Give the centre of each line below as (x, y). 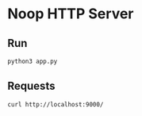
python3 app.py (33, 61)
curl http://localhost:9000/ (56, 104)
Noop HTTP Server (71, 14)
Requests (31, 86)
